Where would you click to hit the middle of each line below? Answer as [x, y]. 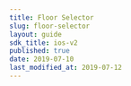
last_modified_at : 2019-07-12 [66, 68]
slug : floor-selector [50, 26]
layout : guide [36, 34]
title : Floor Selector [52, 17]
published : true [39, 51]
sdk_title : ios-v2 [44, 43]
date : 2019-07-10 [42, 59]
